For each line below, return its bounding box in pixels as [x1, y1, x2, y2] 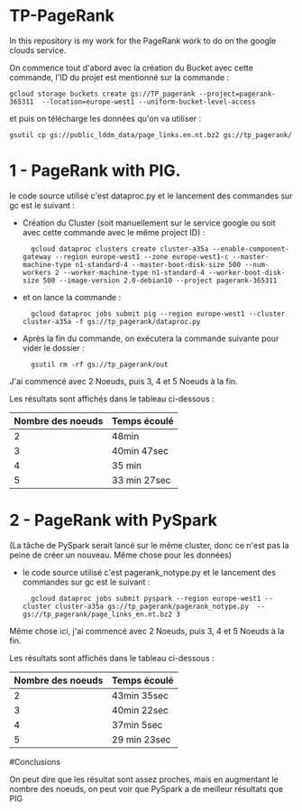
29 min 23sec [111, 733, 171, 745]
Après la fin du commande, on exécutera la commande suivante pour [22, 333, 279, 344]
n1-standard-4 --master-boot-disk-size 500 [75, 260, 242, 269]
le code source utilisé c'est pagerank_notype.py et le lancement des [22, 567, 277, 577]
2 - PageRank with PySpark [9, 511, 218, 530]
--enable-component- [212, 244, 290, 253]
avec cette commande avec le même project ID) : [22, 226, 206, 237]
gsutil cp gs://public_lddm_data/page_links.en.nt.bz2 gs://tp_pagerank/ [9, 130, 293, 140]
